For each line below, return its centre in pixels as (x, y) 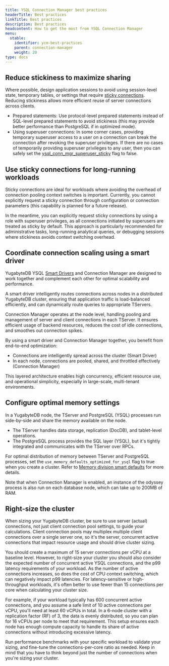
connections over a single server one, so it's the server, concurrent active (82, 537)
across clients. (20, 106)
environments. (20, 387)
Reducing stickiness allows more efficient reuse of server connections (78, 101)
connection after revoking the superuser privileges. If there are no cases (88, 143)
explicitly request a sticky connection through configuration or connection (82, 200)
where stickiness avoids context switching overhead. (60, 237)
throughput (17, 585)
